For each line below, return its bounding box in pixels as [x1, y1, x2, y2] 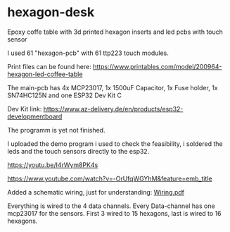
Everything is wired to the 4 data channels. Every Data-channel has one [7, 202, 216, 210]
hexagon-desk [7, 4, 95, 20]
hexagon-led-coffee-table [7, 70, 83, 78]
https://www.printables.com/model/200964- [92, 62, 222, 71]
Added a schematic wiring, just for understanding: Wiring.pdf [7, 188, 185, 196]
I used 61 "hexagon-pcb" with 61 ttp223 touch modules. [7, 49, 169, 57]
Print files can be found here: [7, 62, 91, 71]
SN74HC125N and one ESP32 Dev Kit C [7, 91, 122, 99]
